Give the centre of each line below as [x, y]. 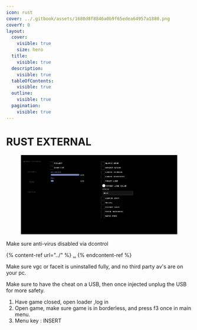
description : [27, 68]
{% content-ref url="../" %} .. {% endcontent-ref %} [69, 255]
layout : [16, 31]
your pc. [16, 273]
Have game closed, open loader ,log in [62, 302]
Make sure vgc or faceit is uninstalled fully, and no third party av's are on [95, 267]
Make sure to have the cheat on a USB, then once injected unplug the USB [96, 284]
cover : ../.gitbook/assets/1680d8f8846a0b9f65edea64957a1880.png [88, 19]
